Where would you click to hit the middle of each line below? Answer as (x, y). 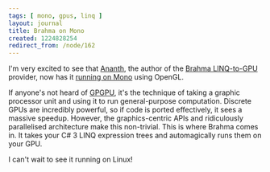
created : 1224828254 (43, 38)
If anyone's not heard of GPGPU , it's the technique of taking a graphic (124, 92)
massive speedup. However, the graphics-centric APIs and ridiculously (126, 118)
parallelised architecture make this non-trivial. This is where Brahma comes (133, 127)
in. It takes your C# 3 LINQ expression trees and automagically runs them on (135, 135)
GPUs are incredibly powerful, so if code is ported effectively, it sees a (125, 110)
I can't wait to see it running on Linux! (71, 160)
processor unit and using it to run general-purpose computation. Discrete (130, 101)
